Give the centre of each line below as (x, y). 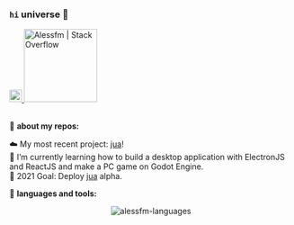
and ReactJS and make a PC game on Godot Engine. (107, 166)
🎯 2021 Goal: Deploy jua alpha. (66, 176)
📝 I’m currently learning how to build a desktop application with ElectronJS (147, 157)
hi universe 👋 (39, 14)
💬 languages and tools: (53, 193)
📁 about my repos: (44, 126)
